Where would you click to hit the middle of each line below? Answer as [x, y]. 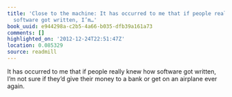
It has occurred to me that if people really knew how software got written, [112, 71]
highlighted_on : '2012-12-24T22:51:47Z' [66, 39]
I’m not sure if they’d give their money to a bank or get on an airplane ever [112, 78]
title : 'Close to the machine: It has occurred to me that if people [109, 13]
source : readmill [32, 52]
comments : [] [26, 33]
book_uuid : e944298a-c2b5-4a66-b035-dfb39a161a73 [80, 26]
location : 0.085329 [35, 45]
